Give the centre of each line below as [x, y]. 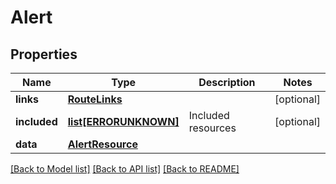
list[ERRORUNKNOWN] [123, 121]
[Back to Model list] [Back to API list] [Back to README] [125, 169]
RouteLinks [95, 99]
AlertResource [102, 144]
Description [227, 82]
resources [212, 128]
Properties [44, 54]
